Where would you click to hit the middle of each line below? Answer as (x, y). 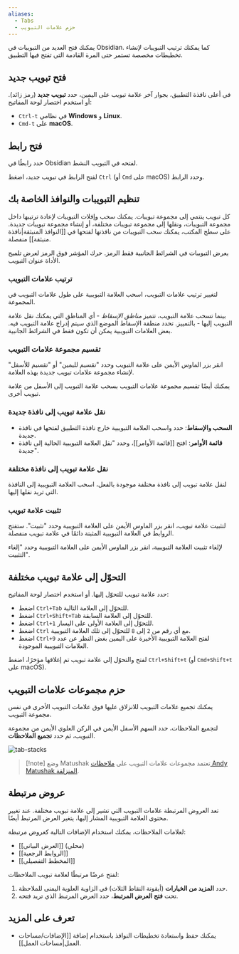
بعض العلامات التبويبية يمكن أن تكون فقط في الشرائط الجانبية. (90, 331)
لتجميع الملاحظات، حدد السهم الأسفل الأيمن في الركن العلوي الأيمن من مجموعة (113, 728)
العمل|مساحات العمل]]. (50, 943)
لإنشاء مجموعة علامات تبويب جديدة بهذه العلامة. (71, 372)
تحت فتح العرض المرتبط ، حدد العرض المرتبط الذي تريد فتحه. (98, 896)
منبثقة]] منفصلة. (30, 238)
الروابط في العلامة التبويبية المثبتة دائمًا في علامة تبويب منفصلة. (91, 533)
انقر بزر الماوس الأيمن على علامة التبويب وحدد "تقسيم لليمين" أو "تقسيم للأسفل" (116, 365)
